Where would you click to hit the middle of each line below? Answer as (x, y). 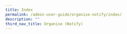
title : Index (19, 10)
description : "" (22, 19)
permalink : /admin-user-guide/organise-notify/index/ (64, 14)
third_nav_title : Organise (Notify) (44, 24)
